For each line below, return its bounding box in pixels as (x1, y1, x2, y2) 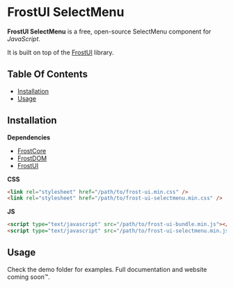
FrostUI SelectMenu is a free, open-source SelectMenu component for (7, 27, 212, 36)
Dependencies (7, 133, 51, 142)
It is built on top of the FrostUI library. (7, 48, 114, 56)
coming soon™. (7, 273, 50, 281)
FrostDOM (17, 154, 47, 162)
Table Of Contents (7, 68, 88, 80)
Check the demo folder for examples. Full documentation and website (7, 265, 208, 273)
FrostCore (17, 146, 47, 155)
